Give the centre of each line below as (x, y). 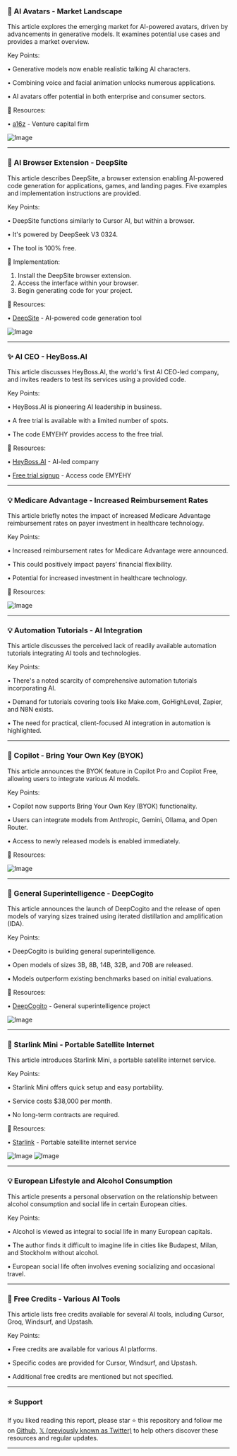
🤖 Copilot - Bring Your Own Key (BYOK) (75, 756)
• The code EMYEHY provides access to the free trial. (85, 434)
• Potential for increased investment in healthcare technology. (97, 578)
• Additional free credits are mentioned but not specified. (90, 1376)
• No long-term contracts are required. (63, 1115)
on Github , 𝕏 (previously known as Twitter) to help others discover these (113, 1431)
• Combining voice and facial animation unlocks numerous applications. (112, 83)
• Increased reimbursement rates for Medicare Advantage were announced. (118, 550)
